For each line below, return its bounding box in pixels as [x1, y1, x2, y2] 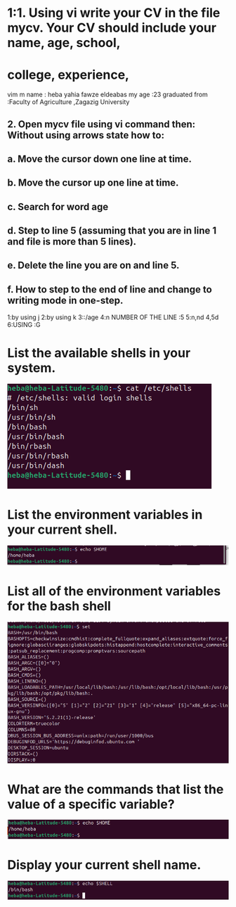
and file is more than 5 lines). [7, 236, 137, 247]
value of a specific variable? [7, 796, 175, 812]
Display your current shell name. [7, 856, 202, 873]
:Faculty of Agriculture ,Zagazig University [7, 98, 130, 106]
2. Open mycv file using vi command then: [7, 118, 196, 130]
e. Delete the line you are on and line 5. [7, 259, 180, 271]
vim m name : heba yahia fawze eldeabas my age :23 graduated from [7, 90, 209, 99]
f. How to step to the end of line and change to [7, 283, 212, 295]
